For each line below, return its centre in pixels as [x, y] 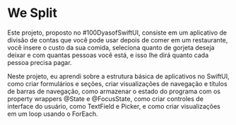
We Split [33, 13]
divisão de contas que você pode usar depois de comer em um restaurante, [118, 40]
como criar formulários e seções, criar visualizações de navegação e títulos [117, 83]
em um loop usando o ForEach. [53, 114]
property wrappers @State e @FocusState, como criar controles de [105, 99]
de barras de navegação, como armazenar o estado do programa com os [114, 91]
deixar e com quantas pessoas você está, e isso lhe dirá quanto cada [108, 55]
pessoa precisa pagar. [40, 62]
